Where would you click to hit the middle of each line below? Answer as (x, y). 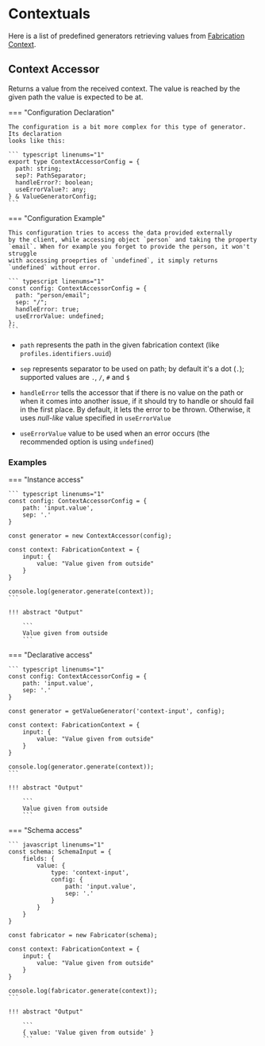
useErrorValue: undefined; (60, 316)
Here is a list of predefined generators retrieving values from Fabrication (127, 36)
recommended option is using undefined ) (87, 441)
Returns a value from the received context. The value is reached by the (124, 88)
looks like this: (37, 141)
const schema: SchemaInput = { (60, 852)
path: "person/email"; (53, 295)
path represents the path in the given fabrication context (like (119, 345)
